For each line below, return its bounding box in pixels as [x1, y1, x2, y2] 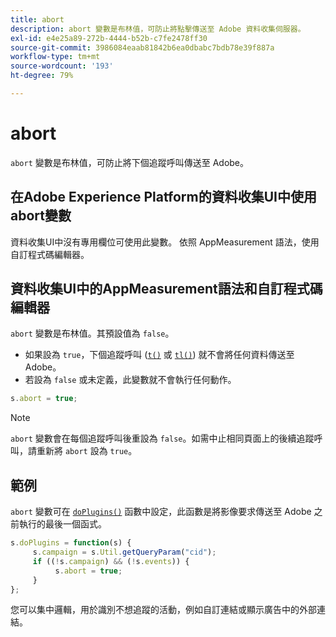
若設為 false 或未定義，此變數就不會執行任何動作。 [24, 374, 237, 386]
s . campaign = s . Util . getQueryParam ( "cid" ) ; [32, 547, 217, 557]
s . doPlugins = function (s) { [10, 538, 132, 548]
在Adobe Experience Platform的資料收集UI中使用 [10, 189, 317, 206]
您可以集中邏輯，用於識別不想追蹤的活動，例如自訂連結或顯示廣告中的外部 [10, 604, 317, 616]
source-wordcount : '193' [10, 61, 114, 71]
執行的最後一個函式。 [18, 518, 107, 530]
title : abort [10, 14, 65, 25]
